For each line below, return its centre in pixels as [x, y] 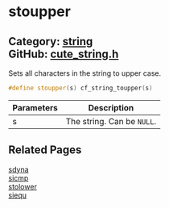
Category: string [51, 42]
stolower [23, 186]
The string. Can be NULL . [111, 121]
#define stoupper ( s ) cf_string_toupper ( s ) [80, 88]
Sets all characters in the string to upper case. [85, 73]
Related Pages [45, 150]
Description [111, 107]
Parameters [35, 107]
